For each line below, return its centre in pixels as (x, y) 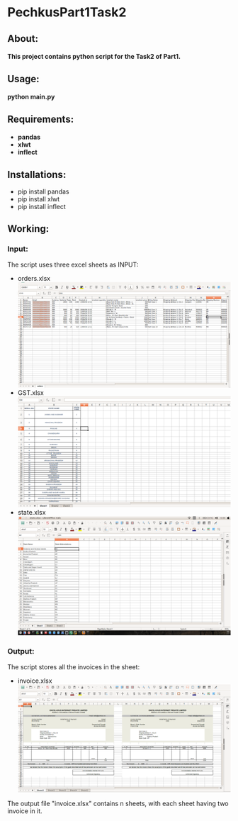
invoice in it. (25, 811)
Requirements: (41, 119)
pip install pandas (43, 191)
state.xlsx (32, 512)
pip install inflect (41, 206)
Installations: (37, 174)
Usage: (24, 79)
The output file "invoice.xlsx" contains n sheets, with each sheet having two (118, 804)
